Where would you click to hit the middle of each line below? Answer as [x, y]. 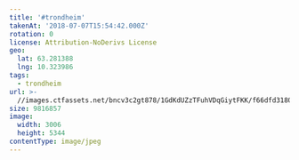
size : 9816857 [36, 108]
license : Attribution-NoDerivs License [83, 42]
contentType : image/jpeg [55, 141]
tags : [19, 76]
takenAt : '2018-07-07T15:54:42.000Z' [79, 26]
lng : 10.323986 [45, 68]
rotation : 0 [31, 34]
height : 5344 [41, 133]
